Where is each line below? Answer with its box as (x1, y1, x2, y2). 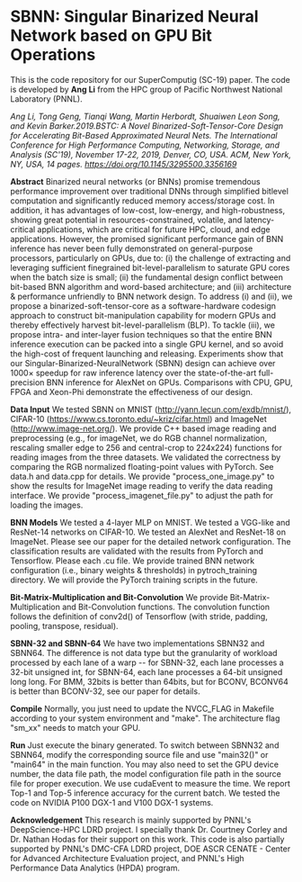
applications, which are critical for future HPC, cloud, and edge (37, 223, 271, 235)
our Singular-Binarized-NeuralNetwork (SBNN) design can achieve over (10, 357, 276, 368)
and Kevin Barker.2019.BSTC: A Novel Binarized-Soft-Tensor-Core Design (10, 120, 284, 131)
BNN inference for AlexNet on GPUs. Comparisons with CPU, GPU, (46, 376, 293, 388)
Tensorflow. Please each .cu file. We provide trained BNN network (10, 555, 255, 566)
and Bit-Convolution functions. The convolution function (62, 601, 271, 612)
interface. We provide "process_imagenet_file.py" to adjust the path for (10, 490, 273, 500)
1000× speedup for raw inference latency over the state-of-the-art (10, 367, 257, 378)
